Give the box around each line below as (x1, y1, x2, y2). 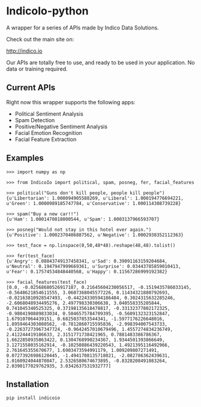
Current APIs (6, 83, 56, 93)
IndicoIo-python (6, 4, 89, 18)
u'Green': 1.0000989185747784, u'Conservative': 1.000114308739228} (6, 200, 181, 206)
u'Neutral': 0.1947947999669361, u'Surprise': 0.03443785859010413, (6, 263, 181, 269)
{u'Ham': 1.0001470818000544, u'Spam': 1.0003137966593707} (6, 216, 160, 222)
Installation (6, 379, 49, 389)
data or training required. (6, 65, 68, 73)
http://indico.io (6, 47, 43, 55)
